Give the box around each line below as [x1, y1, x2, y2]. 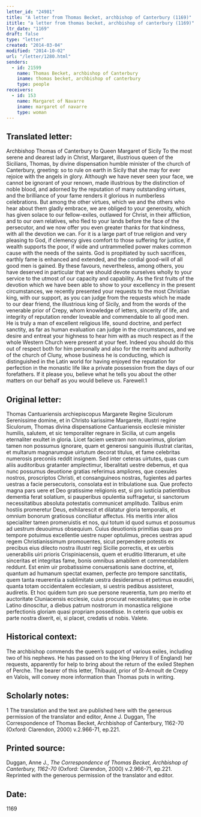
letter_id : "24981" [6, 8, 55, 15]
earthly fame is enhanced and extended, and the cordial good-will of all [6, 256, 183, 263]
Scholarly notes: [6, 691, 70, 701]
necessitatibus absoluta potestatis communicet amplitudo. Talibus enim [6, 499, 183, 507]
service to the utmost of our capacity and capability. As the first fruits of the [6, 275, 194, 282]
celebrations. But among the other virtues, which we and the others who [6, 199, 185, 206]
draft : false [6, 31, 39, 37]
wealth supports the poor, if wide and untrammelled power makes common [6, 243, 192, 250]
